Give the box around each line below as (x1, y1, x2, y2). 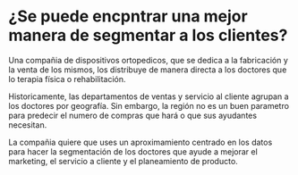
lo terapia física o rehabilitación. (8, 73, 126, 84)
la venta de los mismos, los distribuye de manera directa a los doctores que (8, 64, 287, 75)
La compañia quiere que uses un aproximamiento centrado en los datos (8, 137, 273, 147)
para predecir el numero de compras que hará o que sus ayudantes (8, 110, 257, 121)
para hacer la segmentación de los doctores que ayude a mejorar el (8, 146, 259, 157)
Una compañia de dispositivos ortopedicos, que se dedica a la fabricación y (8, 54, 288, 65)
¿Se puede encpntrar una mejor (8, 6, 248, 27)
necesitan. (8, 119, 47, 130)
